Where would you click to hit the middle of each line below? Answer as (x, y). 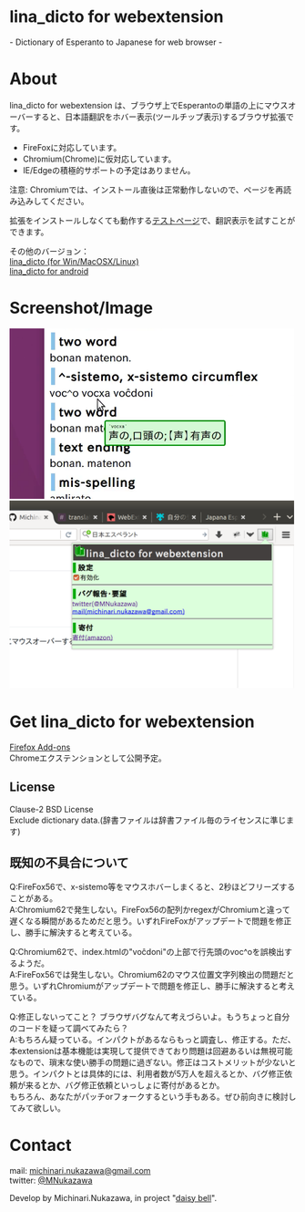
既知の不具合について (69, 863)
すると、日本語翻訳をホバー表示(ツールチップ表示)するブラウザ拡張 (160, 117)
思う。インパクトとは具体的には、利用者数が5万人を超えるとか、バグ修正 (147, 1073)
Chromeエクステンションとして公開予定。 (88, 758)
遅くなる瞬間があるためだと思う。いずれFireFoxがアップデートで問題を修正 (151, 921)
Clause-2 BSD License (51, 809)
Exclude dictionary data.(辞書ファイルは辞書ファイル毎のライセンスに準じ (148, 820)
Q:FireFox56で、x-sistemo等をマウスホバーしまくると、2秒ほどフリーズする (152, 886)
